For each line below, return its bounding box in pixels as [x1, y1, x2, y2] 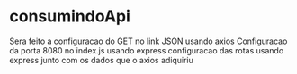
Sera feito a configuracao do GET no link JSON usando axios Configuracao [9, 36, 288, 46]
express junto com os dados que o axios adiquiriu [9, 54, 193, 65]
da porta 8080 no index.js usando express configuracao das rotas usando [9, 45, 284, 55]
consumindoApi [9, 6, 130, 27]
